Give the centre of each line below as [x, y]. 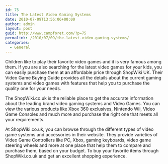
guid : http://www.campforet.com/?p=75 [46, 33]
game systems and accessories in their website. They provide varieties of [81, 134]
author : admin [20, 24]
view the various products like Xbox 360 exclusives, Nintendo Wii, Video [80, 109]
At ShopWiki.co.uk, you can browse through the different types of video [79, 129]
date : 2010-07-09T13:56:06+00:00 [40, 19]
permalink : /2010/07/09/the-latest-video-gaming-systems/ [67, 38]
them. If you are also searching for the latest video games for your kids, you [84, 67]
